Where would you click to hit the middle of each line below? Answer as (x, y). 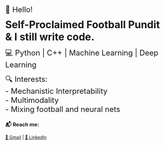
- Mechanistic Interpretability (56, 91)
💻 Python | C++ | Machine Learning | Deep (82, 53)
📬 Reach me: (22, 124)
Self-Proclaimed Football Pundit (83, 25)
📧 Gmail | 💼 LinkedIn (26, 137)
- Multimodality (32, 100)
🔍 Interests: (26, 79)
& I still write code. (50, 37)
